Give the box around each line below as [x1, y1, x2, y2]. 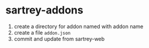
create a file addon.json [13, 29, 71, 36]
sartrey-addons [5, 4, 83, 17]
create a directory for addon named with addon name [13, 23, 144, 30]
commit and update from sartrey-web [13, 35, 105, 42]
